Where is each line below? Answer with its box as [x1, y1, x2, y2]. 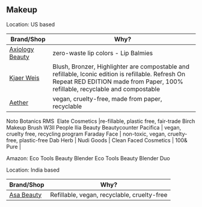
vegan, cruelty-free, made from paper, [52, 94, 162, 103]
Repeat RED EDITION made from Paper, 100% [52, 77, 183, 86]
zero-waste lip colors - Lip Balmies [52, 49, 153, 57]
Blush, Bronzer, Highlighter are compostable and [52, 62, 189, 71]
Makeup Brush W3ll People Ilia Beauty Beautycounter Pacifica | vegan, [6, 124, 182, 131]
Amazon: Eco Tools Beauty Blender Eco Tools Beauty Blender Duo [6, 154, 170, 161]
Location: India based [6, 166, 60, 173]
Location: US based [6, 20, 55, 28]
